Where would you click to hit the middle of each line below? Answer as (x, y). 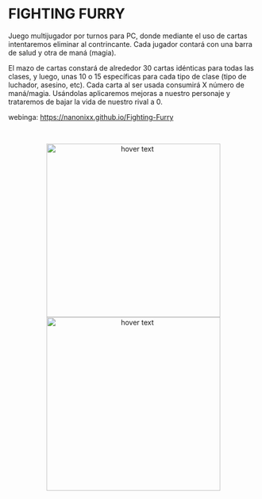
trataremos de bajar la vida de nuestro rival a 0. (85, 102)
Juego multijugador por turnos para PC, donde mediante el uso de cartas (128, 36)
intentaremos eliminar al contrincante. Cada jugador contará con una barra (130, 44)
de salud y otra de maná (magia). (62, 52)
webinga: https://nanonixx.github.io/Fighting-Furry (91, 117)
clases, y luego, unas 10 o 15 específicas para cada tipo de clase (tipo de (127, 76)
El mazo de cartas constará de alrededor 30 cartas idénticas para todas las (131, 67)
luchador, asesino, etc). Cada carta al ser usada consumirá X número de (126, 85)
